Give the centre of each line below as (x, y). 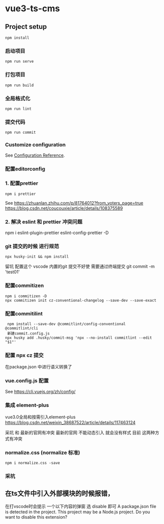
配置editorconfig (25, 169)
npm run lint (18, 109)
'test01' (12, 272)
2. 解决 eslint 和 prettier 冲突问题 (44, 222)
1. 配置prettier (22, 183)
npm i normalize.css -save (33, 463)
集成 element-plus (27, 405)
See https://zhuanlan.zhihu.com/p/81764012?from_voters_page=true (74, 203)
